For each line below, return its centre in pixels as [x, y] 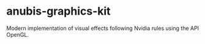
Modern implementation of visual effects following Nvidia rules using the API [103, 28]
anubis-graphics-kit [59, 11]
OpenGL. [18, 34]
